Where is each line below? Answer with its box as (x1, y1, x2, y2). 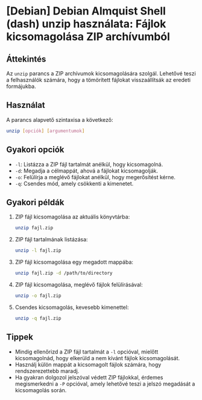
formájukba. (6, 83, 36, 90)
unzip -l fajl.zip (14, 247, 62, 254)
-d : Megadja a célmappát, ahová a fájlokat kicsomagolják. (14, 167, 159, 174)
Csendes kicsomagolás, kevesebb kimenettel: (14, 303, 129, 311)
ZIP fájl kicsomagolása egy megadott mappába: (14, 258, 134, 266)
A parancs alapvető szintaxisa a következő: (6, 116, 113, 123)
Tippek (6, 332, 33, 342)
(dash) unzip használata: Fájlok (6, 17, 166, 31)
